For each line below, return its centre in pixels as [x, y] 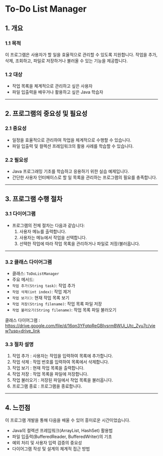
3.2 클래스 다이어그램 [29, 262]
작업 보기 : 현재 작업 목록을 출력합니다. [48, 368]
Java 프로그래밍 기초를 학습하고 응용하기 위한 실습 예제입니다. [71, 172]
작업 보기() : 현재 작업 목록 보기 [41, 298]
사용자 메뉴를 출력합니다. [43, 231]
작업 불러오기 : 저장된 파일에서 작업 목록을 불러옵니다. [62, 380]
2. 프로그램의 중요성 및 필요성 [46, 114]
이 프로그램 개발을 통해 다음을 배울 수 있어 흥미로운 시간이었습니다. [68, 420]
